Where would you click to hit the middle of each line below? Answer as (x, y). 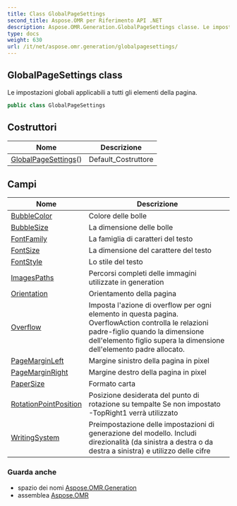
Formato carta (112, 384)
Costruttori (32, 128)
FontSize (25, 250)
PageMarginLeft (37, 361)
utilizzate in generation (126, 282)
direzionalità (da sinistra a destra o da (151, 442)
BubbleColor (32, 216)
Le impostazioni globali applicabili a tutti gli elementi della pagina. (102, 92)
